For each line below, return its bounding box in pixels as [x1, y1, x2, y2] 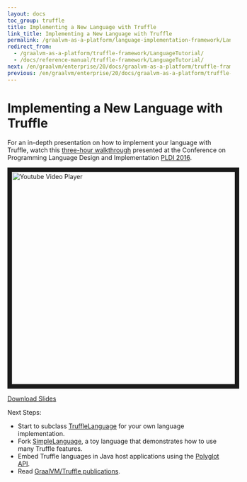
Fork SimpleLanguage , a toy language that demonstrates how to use [17, 437, 217, 446]
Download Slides [7, 394, 57, 403]
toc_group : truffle [7, 17, 65, 24]
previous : [7, 69, 37, 76]
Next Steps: [7, 408, 42, 417]
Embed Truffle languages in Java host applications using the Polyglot [17, 452, 219, 461]
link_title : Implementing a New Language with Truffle [7, 30, 173, 38]
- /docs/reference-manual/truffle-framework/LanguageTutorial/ [13, 57, 204, 64]
